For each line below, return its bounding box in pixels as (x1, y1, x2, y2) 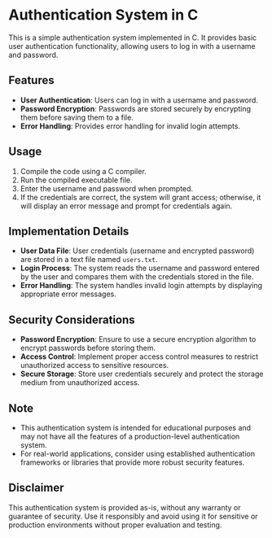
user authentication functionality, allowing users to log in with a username (8, 41, 256, 50)
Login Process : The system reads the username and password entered (20, 263, 260, 273)
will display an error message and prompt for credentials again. (20, 201, 233, 211)
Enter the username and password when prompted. (20, 183, 194, 193)
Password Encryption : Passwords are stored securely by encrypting (20, 103, 251, 113)
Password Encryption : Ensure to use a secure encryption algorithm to (20, 335, 257, 344)
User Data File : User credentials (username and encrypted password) (20, 246, 255, 256)
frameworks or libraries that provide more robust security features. (20, 457, 245, 467)
